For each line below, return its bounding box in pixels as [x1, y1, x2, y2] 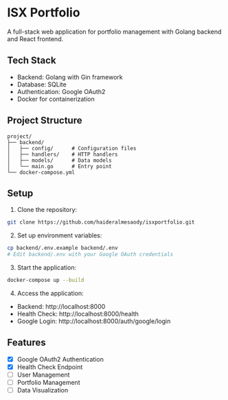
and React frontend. [7, 34, 64, 43]
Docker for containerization [16, 95, 95, 103]
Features [7, 337, 46, 349]
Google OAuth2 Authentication [16, 355, 104, 363]
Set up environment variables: [16, 231, 102, 239]
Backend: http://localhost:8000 [16, 302, 106, 310]
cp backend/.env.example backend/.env [7, 245, 118, 252]
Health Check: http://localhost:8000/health [16, 309, 139, 318]
